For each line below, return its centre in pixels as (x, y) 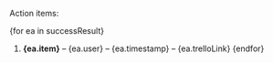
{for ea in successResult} (57, 31)
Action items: (34, 13)
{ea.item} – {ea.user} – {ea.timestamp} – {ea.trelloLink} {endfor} (143, 48)
